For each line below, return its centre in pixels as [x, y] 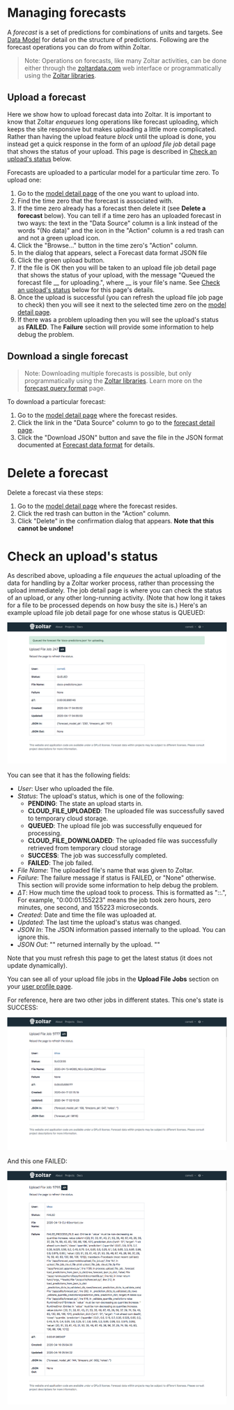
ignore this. [33, 937]
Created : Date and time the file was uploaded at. [87, 915]
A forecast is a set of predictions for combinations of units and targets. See [115, 32]
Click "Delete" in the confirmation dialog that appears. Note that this [116, 521]
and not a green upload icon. [58, 238]
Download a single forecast [68, 357]
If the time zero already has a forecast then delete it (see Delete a [111, 208]
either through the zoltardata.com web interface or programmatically [123, 68]
